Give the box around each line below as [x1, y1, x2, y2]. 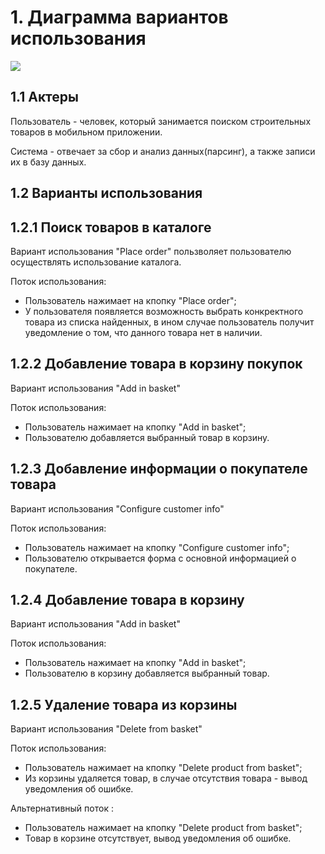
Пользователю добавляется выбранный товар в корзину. [24, 431, 270, 443]
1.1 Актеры [10, 89, 80, 106]
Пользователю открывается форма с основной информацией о [24, 552, 297, 564]
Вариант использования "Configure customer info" [10, 502, 225, 515]
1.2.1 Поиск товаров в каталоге [10, 219, 212, 236]
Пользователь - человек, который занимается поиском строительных [10, 115, 312, 127]
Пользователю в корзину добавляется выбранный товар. [24, 667, 270, 680]
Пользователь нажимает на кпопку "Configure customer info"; [24, 541, 290, 553]
